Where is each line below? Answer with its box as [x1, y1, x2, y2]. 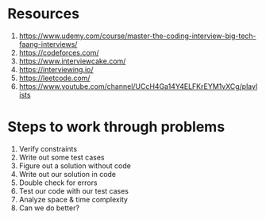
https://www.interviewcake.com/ [18, 56, 126, 66]
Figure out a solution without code [18, 160, 132, 171]
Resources [7, 5, 80, 23]
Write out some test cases [18, 152, 105, 162]
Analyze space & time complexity [18, 194, 129, 204]
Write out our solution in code [18, 169, 117, 179]
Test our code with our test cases [18, 186, 129, 195]
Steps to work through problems [7, 118, 226, 136]
